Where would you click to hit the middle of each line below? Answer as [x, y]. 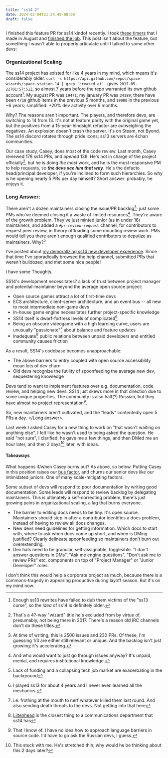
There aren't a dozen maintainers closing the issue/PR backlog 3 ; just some [82, 208]
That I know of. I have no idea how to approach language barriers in [82, 730]
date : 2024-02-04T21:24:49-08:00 [40, 14]
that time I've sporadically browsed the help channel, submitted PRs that [80, 257]
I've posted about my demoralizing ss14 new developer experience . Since [82, 252]
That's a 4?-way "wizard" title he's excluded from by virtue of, [77, 615]
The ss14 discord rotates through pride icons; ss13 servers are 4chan [77, 136]
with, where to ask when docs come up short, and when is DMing [80, 533]
